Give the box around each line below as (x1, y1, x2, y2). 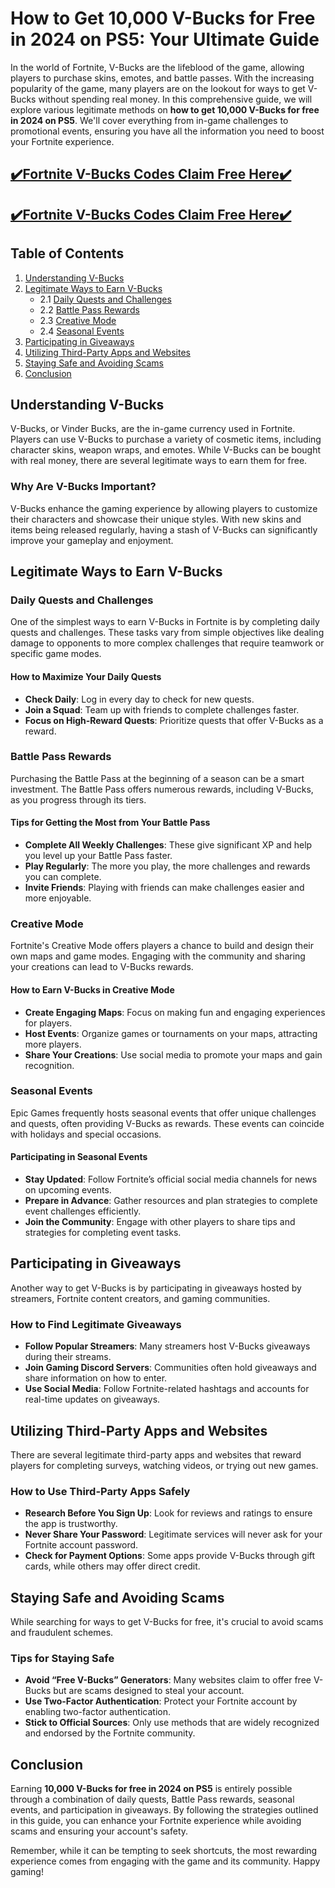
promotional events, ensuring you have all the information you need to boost (10, 125, 325, 137)
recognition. (24, 1059, 75, 1071)
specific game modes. (10, 648, 102, 660)
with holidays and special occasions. (10, 1128, 162, 1140)
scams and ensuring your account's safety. (10, 1825, 189, 1837)
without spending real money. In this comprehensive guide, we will (38, 93, 313, 105)
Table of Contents (10, 245, 125, 262)
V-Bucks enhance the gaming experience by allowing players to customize (10, 502, 318, 514)
